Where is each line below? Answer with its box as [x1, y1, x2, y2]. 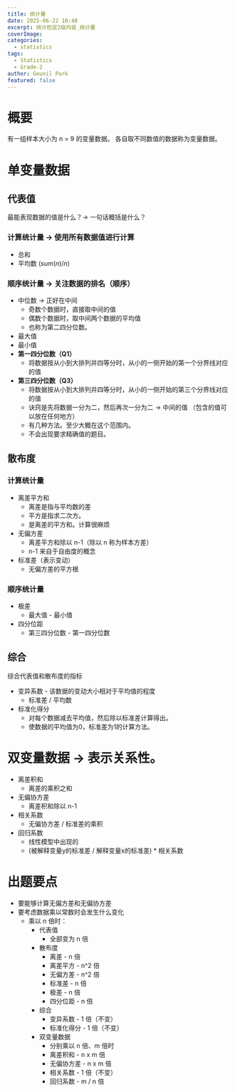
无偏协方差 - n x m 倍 [49, 1059, 112, 1068]
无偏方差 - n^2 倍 [49, 970, 100, 979]
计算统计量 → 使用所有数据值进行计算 [7, 232, 135, 242]
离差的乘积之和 [28, 783, 73, 792]
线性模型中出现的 [28, 837, 79, 845]
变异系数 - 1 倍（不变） [49, 1014, 117, 1023]
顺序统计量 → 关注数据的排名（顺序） [7, 279, 135, 289]
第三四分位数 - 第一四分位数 [28, 628, 110, 637]
